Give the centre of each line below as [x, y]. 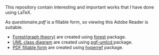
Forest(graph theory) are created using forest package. [69, 37]
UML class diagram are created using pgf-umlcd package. [72, 42]
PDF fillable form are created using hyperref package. [68, 47]
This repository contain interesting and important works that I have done [79, 7]
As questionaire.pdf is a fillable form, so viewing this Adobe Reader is [77, 22]
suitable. [14, 27]
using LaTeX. [18, 12]
